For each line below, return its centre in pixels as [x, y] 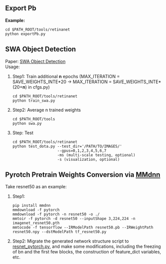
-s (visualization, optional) [88, 159]
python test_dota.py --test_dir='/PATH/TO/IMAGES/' [67, 146]
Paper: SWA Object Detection [35, 61]
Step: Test [23, 133]
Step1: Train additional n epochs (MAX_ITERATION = [66, 76]
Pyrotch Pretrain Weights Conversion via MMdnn [83, 175]
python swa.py [27, 123]
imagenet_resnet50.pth [36, 223]
